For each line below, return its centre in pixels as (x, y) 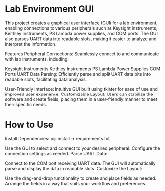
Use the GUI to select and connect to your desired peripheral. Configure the (82, 148)
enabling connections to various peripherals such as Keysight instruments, (81, 28)
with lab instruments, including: (37, 59)
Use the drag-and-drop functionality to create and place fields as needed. (81, 178)
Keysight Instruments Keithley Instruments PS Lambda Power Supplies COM (82, 69)
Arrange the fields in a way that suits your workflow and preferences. (76, 183)
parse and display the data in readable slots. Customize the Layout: (74, 168)
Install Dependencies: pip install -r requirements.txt (57, 138)
